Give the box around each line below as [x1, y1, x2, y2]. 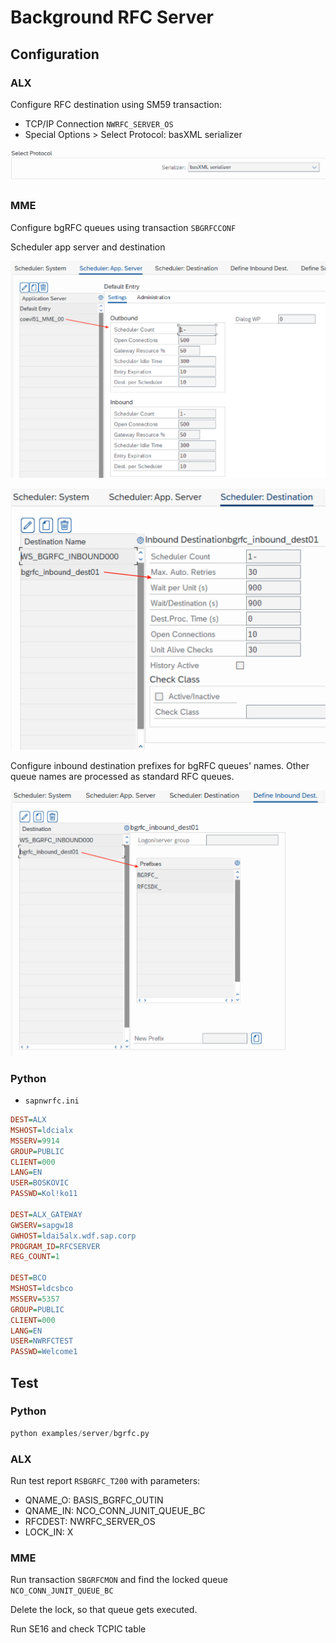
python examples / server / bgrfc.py [10, 1428, 150, 1438]
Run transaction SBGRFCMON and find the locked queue [10, 1574, 228, 1586]
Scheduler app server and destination [10, 241, 166, 253]
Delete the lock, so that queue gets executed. [10, 1604, 198, 1616]
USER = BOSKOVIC [10, 1178, 70, 1188]
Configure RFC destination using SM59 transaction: [10, 98, 223, 110]
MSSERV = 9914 [10, 1136, 60, 1146]
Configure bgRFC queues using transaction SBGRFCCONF [10, 221, 237, 233]
